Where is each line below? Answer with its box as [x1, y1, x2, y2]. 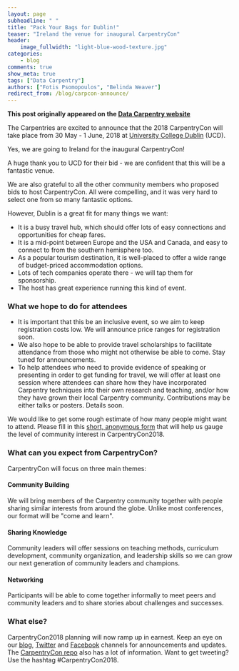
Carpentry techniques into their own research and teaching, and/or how [17, 386, 229, 395]
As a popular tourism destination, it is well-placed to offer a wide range [17, 253, 227, 262]
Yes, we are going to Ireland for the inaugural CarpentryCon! [7, 145, 185, 153]
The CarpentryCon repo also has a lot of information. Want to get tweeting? [7, 647, 230, 657]
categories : [7, 51, 43, 58]
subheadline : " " [7, 17, 59, 24]
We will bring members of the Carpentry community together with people [7, 496, 223, 505]
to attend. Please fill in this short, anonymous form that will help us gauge [7, 423, 223, 431]
